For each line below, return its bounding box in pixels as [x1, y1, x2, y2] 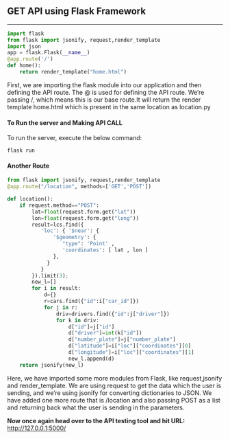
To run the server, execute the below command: [7, 134, 142, 142]
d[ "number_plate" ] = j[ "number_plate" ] [68, 336, 176, 343]
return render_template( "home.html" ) [19, 69, 127, 76]
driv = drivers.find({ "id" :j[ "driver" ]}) [55, 311, 170, 317]
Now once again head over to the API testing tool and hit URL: [7, 416, 186, 425]
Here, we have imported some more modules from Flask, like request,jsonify [7, 374, 222, 382]
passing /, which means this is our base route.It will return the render [7, 95, 201, 104]
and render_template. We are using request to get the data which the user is [7, 381, 221, 390]
